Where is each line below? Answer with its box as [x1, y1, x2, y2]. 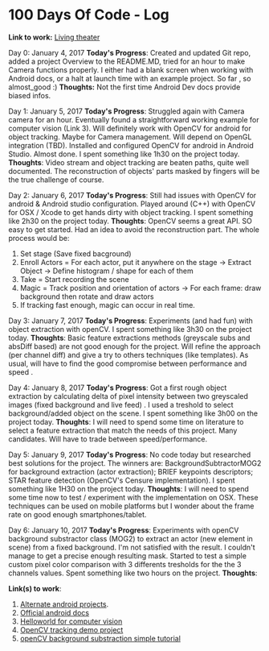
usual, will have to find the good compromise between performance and [8, 359, 247, 368]
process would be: [8, 233, 70, 243]
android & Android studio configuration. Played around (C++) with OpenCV [8, 199, 255, 209]
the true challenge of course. [8, 175, 104, 185]
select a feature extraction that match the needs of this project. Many [8, 425, 238, 435]
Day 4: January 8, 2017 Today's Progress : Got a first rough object [8, 383, 227, 392]
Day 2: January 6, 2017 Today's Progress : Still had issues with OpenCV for [8, 190, 257, 200]
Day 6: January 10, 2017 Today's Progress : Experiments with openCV [8, 525, 239, 535]
